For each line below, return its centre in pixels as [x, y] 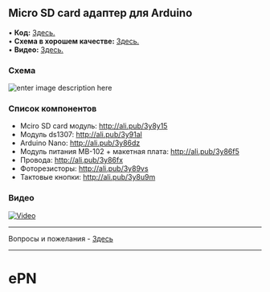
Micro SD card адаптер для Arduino [100, 13]
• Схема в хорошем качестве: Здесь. [74, 41]
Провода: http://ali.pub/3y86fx [71, 160]
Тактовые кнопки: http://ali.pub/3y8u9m [88, 177]
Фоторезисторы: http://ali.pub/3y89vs [84, 168]
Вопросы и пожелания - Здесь [61, 238]
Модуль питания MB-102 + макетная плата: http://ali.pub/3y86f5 [129, 152]
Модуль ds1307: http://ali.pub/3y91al [81, 135]
